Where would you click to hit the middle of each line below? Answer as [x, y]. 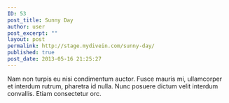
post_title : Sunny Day [40, 20]
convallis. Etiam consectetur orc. [54, 93]
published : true [31, 53]
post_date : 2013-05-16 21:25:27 [54, 59]
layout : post [26, 40]
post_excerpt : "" [33, 33]
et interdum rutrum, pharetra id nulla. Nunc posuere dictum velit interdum [113, 86]
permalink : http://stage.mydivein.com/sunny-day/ [81, 46]
